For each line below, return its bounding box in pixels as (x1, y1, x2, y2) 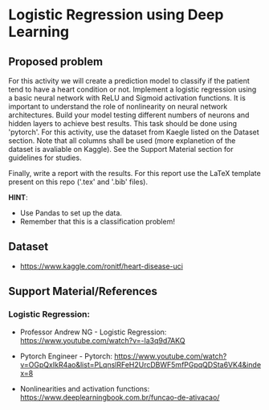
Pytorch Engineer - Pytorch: (19, 351, 112, 361)
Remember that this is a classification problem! (19, 217, 175, 226)
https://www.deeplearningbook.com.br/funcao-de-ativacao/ (19, 392, 220, 402)
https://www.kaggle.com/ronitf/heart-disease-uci (19, 261, 183, 271)
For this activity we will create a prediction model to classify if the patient (8, 76, 251, 85)
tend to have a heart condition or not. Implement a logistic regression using (8, 84, 257, 94)
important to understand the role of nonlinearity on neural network (8, 102, 228, 111)
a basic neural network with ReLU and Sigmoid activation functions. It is (8, 93, 247, 102)
